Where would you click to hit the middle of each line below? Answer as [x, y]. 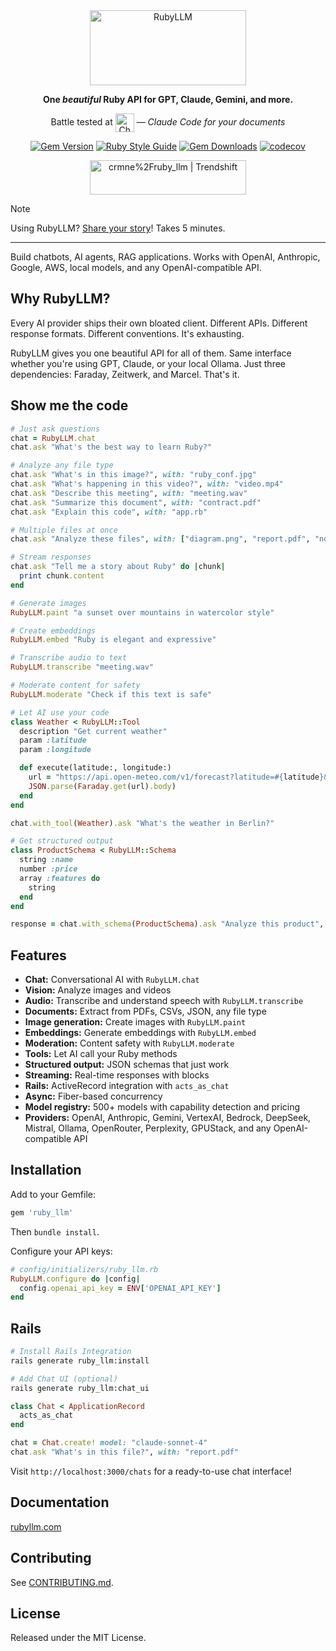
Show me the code [69, 405]
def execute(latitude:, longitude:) [95, 768]
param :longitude [55, 750]
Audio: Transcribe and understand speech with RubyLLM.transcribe [164, 1001]
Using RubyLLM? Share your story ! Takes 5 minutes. [118, 228]
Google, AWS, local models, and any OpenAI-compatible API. [136, 267]
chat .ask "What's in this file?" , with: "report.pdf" [125, 1452]
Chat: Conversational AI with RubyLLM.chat [112, 980]
